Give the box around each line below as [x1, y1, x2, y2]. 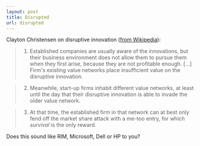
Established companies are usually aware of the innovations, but [29, 48, 189, 55]
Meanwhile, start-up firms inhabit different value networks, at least [29, 85, 194, 92]
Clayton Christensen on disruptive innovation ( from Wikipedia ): [6, 36, 161, 44]
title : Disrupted [6, 14, 50, 20]
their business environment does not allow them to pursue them [29, 54, 187, 61]
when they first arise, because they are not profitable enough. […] [29, 60, 192, 67]
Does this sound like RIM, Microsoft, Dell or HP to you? [6, 133, 140, 140]
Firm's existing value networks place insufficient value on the [29, 67, 181, 74]
